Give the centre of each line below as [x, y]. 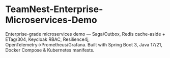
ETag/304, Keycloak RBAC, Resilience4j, [48, 39]
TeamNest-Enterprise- [54, 9]
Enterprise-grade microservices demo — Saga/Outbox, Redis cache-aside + [85, 34]
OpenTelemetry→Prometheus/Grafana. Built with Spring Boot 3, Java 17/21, [84, 44]
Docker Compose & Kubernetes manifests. [50, 50]
